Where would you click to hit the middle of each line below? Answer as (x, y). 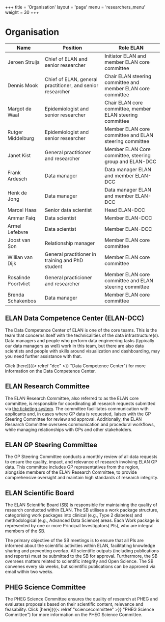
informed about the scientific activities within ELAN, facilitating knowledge (80, 546)
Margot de (20, 108)
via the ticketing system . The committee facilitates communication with (77, 408)
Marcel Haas (22, 210)
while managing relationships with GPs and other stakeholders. (69, 430)
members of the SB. (25, 531)
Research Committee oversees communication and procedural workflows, (80, 424)
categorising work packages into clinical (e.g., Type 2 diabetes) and (74, 515)
